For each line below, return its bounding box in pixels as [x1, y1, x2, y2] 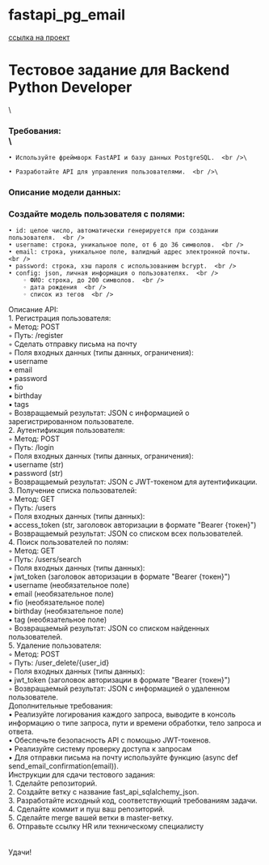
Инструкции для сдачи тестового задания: [8, 770, 156, 780]
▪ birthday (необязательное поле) [8, 606, 124, 616]
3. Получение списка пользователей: [8, 486, 137, 495]
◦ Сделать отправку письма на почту [8, 339, 137, 349]
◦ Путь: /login [8, 443, 54, 452]
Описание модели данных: [8, 186, 121, 198]
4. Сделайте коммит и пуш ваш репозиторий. [8, 804, 166, 814]
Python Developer [8, 79, 132, 96]
